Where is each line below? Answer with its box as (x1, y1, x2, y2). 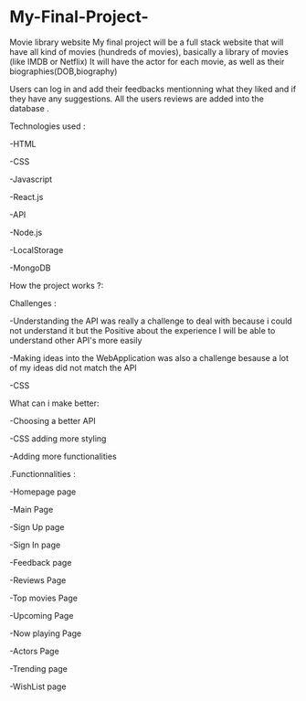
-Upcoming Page (9, 610, 74, 621)
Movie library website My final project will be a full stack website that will (9, 37, 284, 48)
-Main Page (9, 504, 54, 515)
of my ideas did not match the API (9, 362, 137, 373)
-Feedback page (9, 557, 72, 568)
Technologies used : (9, 121, 86, 132)
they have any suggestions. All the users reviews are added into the (9, 93, 265, 104)
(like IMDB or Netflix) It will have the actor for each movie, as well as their (9, 56, 285, 67)
